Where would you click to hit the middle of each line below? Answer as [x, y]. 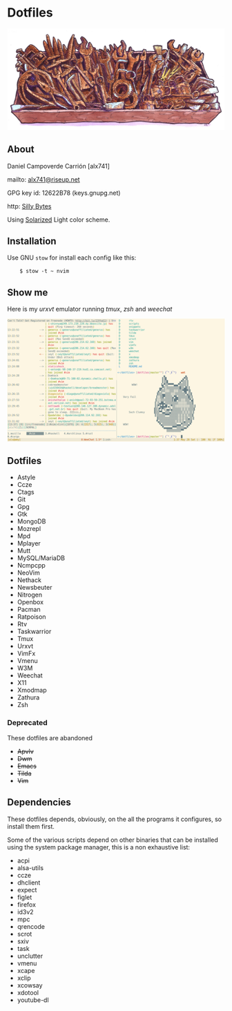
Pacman [29, 610]
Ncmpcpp [31, 566]
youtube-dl [33, 1000]
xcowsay [30, 985]
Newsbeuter [35, 588]
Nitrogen [30, 595]
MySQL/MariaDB [41, 558]
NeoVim [28, 573]
